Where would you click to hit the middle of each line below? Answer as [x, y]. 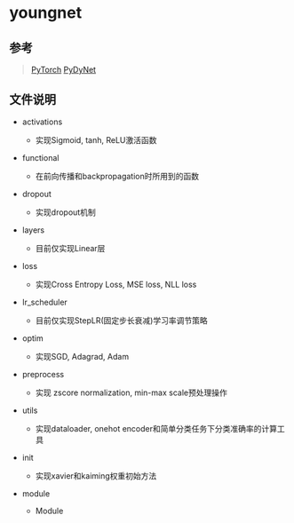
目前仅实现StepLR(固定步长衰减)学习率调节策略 [121, 320]
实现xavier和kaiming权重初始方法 [96, 475]
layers [33, 230]
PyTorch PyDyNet [63, 70]
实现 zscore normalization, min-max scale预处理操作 [131, 392]
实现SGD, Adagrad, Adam [82, 356]
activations [42, 122]
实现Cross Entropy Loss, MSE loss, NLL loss [116, 284]
